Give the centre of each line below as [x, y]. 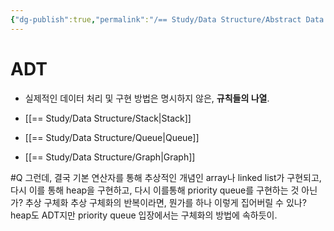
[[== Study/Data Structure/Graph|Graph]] [110, 157]
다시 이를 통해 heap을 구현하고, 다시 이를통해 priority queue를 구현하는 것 [155, 190]
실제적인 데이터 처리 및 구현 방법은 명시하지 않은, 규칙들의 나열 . [147, 98]
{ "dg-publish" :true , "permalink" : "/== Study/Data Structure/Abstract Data [167, 19]
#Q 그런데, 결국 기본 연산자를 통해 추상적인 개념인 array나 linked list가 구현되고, [166, 177]
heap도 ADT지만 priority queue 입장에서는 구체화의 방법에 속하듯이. [144, 215]
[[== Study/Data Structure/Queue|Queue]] [112, 137]
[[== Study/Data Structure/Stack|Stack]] [108, 118]
